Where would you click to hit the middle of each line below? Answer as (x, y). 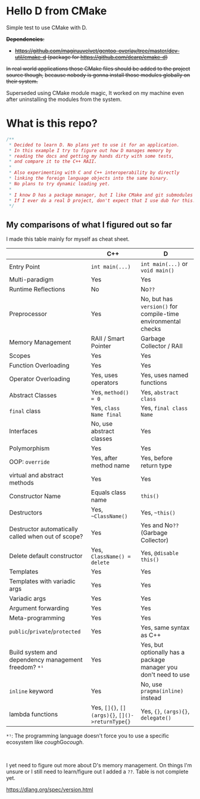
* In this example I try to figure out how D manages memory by (90, 151)
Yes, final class (164, 408)
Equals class (109, 492)
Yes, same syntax (165, 627)
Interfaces (23, 431)
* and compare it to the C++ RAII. (53, 162)
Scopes (20, 356)
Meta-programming (37, 618)
